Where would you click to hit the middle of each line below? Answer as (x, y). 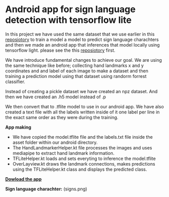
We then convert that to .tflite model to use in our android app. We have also (85, 106)
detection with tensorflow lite (68, 20)
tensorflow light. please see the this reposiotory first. (60, 50)
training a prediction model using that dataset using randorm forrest (76, 76)
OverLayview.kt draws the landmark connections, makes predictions (84, 164)
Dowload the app (24, 179)
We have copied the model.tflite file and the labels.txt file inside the (82, 137)
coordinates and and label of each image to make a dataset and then (77, 71)
